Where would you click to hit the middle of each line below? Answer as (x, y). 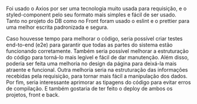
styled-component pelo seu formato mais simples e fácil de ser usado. (91, 15)
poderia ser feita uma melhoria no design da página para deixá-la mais (91, 63)
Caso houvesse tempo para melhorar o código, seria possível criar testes (94, 38)
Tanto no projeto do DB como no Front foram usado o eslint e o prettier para (98, 21)
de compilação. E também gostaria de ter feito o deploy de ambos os (89, 88)
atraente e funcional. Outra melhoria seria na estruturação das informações (97, 70)
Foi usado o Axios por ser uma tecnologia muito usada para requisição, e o (96, 9)
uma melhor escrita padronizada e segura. (57, 27)
